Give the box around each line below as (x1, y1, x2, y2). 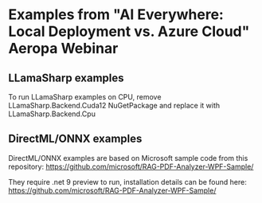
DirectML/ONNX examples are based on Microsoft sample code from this (8, 153, 248, 162)
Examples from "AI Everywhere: (8, 6, 225, 24)
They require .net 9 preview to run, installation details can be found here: (8, 177, 247, 186)
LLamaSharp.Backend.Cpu (8, 109, 96, 119)
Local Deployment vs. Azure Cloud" (8, 22, 250, 41)
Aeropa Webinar (8, 40, 119, 57)
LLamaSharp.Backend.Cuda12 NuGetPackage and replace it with (8, 101, 221, 110)
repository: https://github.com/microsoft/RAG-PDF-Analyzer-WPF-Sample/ (8, 162, 254, 171)
